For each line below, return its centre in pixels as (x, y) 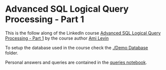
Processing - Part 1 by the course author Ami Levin (57, 38)
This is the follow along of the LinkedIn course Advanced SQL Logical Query (83, 33)
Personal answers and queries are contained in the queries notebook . (76, 62)
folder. (12, 53)
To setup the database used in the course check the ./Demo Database (77, 47)
